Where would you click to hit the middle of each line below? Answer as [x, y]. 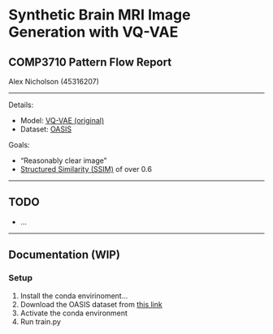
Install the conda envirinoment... [74, 295]
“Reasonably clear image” [63, 161]
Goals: [19, 145]
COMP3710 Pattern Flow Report [90, 62]
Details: [21, 105]
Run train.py [40, 321]
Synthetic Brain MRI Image [100, 15]
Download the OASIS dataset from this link [91, 304]
